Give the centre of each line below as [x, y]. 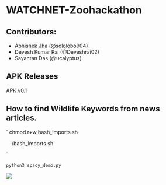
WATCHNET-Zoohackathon [74, 10]
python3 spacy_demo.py [34, 165]
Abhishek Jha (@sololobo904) [51, 46]
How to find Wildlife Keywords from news [83, 109]
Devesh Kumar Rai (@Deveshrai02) [57, 52]
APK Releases [32, 76]
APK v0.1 [17, 90]
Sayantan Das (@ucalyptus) [48, 58]
